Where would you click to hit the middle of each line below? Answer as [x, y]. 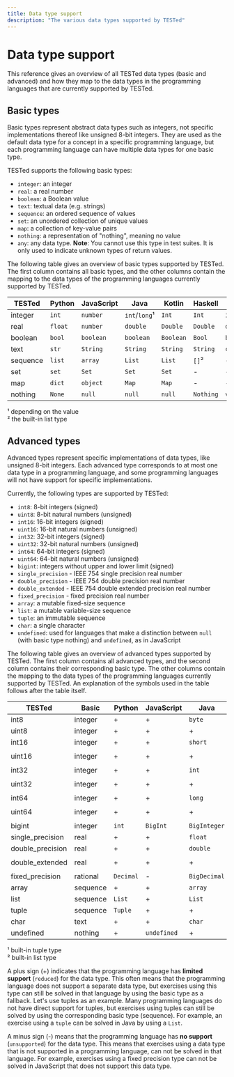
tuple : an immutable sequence [61, 618]
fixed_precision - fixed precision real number [83, 596]
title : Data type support [45, 14]
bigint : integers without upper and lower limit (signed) [95, 566]
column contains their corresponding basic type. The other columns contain [116, 669]
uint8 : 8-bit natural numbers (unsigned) [75, 514]
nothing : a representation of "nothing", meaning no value [99, 236]
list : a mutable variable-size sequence [74, 611]
